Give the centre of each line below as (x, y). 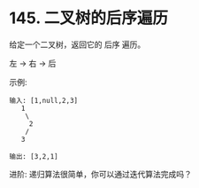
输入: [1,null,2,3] (44, 100)
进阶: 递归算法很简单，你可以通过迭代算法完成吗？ (100, 174)
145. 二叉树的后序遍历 (88, 18)
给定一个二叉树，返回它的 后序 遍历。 (77, 44)
